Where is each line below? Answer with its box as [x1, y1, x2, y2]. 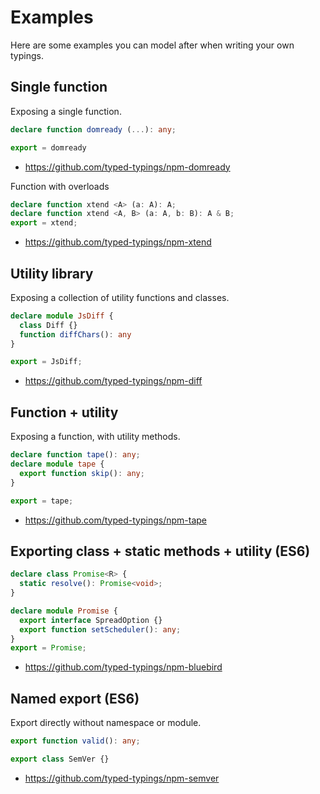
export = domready [10, 142, 87, 153]
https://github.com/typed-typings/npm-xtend [24, 236, 212, 248]
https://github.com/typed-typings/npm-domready [24, 161, 231, 173]
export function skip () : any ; [19, 468, 145, 478]
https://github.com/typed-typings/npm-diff [24, 375, 203, 387]
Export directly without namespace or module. [10, 717, 202, 729]
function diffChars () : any [19, 329, 132, 340]
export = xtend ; [10, 218, 78, 228]
